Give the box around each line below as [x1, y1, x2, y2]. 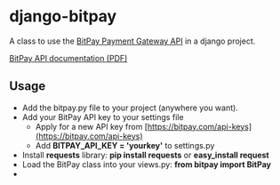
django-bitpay [9, 6, 117, 27]
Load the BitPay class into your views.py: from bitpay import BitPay [21, 158, 271, 170]
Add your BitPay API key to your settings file [21, 111, 184, 122]
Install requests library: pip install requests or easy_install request [21, 149, 269, 160]
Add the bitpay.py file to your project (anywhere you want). [21, 102, 238, 113]
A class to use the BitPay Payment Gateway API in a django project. [9, 36, 256, 46]
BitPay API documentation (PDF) [9, 52, 128, 63]
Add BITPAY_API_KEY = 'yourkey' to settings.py [35, 140, 215, 150]
